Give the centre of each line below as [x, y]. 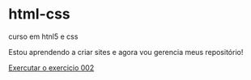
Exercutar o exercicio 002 [51, 67]
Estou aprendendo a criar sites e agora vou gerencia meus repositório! [126, 52]
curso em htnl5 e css [43, 36]
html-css [39, 14]
